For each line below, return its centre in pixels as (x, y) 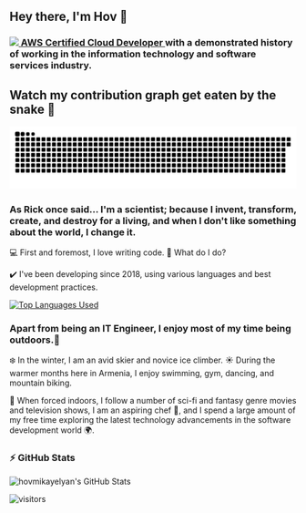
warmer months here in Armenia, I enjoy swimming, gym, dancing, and (142, 374)
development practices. (54, 287)
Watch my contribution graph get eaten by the (143, 95)
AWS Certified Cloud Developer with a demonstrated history (157, 43)
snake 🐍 (33, 109)
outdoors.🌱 (35, 340)
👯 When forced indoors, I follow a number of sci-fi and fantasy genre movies (153, 401)
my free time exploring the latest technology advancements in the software (150, 420)
